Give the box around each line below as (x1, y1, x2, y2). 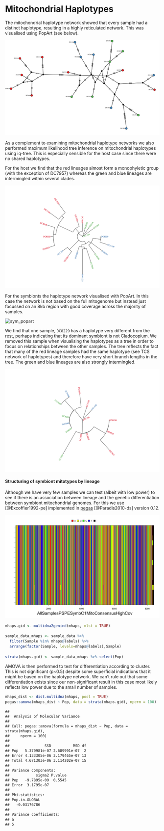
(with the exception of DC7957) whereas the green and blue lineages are (5, 170, 152, 176)
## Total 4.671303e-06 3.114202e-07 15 (5, 758, 87, 763)
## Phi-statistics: (5, 792, 45, 797)
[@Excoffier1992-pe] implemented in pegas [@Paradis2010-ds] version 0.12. (5, 505, 160, 511)
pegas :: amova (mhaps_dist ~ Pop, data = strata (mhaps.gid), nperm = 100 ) (5, 699, 157, 704)
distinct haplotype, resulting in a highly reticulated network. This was (5, 25, 144, 30)
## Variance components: (5, 768, 56, 773)
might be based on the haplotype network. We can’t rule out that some (5, 673, 148, 679)
